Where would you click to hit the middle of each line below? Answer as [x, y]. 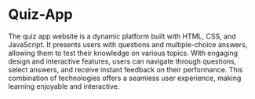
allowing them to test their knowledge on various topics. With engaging [123, 53]
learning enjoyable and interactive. [64, 86]
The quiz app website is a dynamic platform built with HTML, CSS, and [122, 36]
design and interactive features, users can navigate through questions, [122, 61]
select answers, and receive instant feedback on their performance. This [126, 69]
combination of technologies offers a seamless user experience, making [125, 78]
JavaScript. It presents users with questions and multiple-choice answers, [128, 44]
